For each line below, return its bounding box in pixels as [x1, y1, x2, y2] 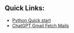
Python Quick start [12, 17, 51, 23]
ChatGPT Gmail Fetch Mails [12, 22, 69, 28]
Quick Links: [5, 4, 45, 12]
